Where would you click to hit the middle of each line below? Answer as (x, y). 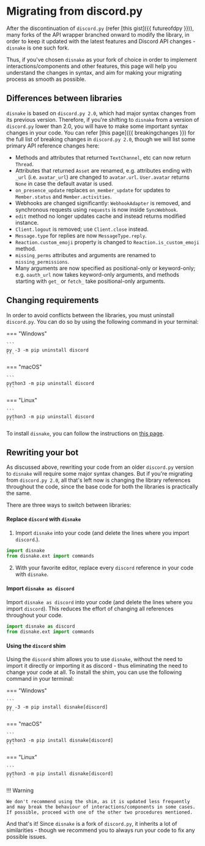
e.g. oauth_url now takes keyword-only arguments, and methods (97, 274)
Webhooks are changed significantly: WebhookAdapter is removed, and (103, 203)
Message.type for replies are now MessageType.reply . (81, 235)
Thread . (24, 164)
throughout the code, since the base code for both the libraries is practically (102, 487)
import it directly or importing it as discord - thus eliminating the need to (97, 666)
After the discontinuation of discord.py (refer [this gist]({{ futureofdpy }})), (100, 28)
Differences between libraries (64, 98)
